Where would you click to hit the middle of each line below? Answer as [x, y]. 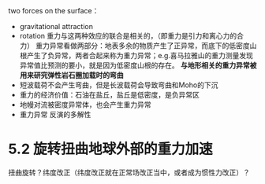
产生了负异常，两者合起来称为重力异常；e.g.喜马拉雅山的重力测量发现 [140, 55]
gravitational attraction [56, 26]
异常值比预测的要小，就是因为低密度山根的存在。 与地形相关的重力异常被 [138, 65]
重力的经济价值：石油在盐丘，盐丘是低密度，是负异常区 [109, 95]
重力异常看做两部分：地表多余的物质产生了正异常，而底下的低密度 [142, 46]
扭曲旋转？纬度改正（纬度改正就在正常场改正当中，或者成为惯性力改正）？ [129, 172]
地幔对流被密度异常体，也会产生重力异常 [85, 105]
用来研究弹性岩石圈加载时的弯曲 [71, 75]
